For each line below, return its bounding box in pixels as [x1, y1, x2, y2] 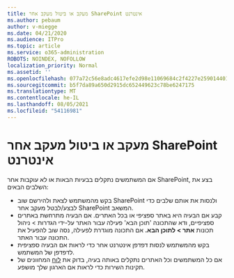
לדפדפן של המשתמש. [17, 248, 75, 256]
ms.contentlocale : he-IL [7, 95, 79, 102]
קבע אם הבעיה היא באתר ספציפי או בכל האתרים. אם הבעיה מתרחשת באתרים [17, 210, 222, 219]
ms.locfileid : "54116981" [7, 107, 82, 114]
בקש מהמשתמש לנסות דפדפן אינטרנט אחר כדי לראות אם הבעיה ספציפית [17, 240, 210, 249]
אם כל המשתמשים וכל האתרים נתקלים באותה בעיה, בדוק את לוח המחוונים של [17, 255, 223, 263]
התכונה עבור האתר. [17, 233, 70, 241]
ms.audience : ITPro [7, 36, 64, 43]
